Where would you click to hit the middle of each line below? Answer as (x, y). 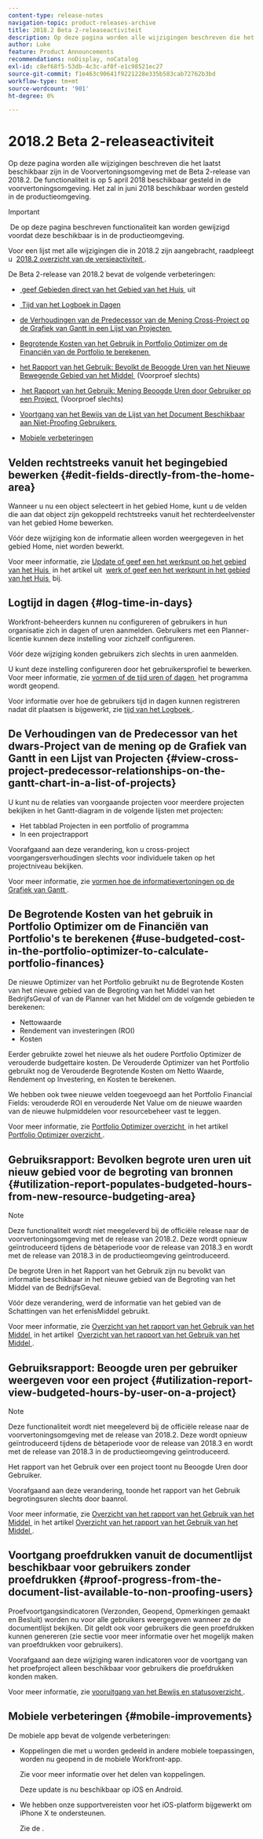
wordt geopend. (34, 685)
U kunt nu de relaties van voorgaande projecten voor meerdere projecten (126, 802)
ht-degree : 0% (31, 96)
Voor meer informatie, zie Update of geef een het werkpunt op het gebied (128, 562)
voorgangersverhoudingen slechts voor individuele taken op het (112, 857)
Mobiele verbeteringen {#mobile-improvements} (130, 1717)
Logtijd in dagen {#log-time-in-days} (101, 603)
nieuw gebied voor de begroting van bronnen (121, 1172)
